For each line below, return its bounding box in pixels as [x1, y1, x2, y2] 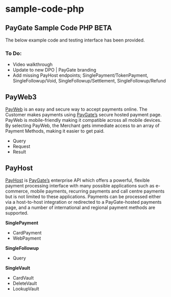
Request [12, 143, 31, 150]
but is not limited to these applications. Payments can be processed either [5, 193, 161, 200]
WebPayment [12, 235, 41, 241]
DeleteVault [12, 280, 37, 286]
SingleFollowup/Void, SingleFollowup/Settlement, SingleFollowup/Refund [12, 78, 166, 84]
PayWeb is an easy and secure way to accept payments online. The [5, 106, 148, 113]
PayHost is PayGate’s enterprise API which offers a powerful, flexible [5, 177, 150, 183]
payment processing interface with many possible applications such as [5, 182, 155, 188]
